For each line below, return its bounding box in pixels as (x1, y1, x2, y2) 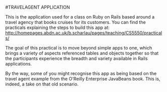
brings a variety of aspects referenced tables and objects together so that (5, 50, 159, 56)
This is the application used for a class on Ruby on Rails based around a (5, 14, 155, 19)
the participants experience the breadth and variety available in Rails (5, 55, 148, 61)
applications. (5, 61, 32, 66)
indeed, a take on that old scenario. (5, 81, 79, 87)
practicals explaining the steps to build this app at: (5, 24, 110, 30)
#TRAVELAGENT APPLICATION (5, 4, 70, 10)
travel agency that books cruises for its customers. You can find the (5, 19, 146, 25)
